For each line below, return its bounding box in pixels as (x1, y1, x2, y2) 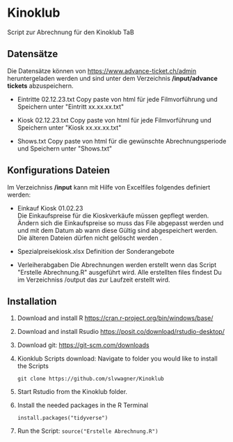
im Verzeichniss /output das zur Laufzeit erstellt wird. (17, 275, 170, 284)
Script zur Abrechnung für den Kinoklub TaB (7, 28, 134, 36)
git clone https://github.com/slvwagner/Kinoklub (17, 375, 165, 383)
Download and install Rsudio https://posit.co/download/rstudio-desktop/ (17, 328, 225, 336)
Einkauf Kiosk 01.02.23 (17, 204, 83, 212)
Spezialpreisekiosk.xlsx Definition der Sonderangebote (17, 247, 175, 255)
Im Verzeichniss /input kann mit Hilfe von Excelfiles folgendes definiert (7, 183, 211, 191)
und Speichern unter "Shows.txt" (17, 144, 113, 153)
